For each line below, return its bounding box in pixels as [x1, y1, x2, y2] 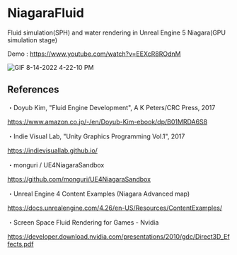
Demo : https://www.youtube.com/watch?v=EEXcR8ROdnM [7, 49, 181, 58]
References [7, 83, 59, 96]
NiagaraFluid [7, 5, 85, 21]
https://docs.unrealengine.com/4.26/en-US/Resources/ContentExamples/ [7, 203, 223, 212]
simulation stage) [7, 35, 58, 44]
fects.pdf [7, 239, 34, 248]
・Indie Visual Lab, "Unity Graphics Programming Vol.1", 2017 [7, 132, 185, 141]
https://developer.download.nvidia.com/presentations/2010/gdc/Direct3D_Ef [7, 232, 230, 241]
